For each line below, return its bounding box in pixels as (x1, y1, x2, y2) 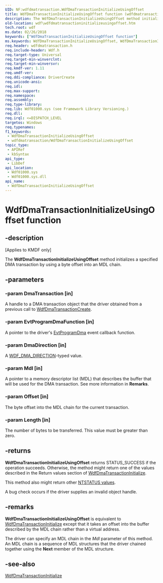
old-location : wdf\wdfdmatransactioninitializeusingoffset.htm (5, 20, 136, 26)
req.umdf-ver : (5, 71, 34, 75)
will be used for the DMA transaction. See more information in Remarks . (5, 381, 149, 387)
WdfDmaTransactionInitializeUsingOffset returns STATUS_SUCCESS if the (5, 459, 156, 465)
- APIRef (7, 147, 25, 152)
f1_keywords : (5, 129, 32, 134)
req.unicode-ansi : (5, 79, 42, 84)
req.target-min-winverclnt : (5, 57, 62, 62)
